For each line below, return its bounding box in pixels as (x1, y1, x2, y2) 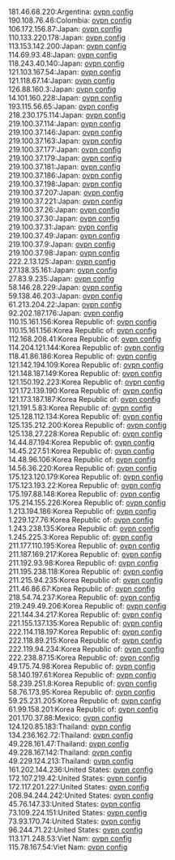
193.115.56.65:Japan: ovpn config (8, 101, 119, 111)
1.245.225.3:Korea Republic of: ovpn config (8, 533, 153, 541)
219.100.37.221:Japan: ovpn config (8, 196, 123, 206)
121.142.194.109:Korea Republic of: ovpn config (8, 360, 164, 370)
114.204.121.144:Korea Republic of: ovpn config (8, 343, 164, 352)
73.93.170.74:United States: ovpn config (8, 816, 141, 826)
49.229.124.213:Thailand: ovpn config (8, 756, 134, 765)
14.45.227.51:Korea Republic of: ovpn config (8, 446, 156, 456)
